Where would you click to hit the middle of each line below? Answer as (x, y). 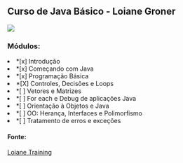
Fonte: (17, 136)
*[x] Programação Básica (53, 76)
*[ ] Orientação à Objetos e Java (63, 106)
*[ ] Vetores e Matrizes (49, 91)
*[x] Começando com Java (55, 69)
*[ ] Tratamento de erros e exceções (69, 121)
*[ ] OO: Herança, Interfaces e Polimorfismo (79, 113)
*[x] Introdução (39, 62)
